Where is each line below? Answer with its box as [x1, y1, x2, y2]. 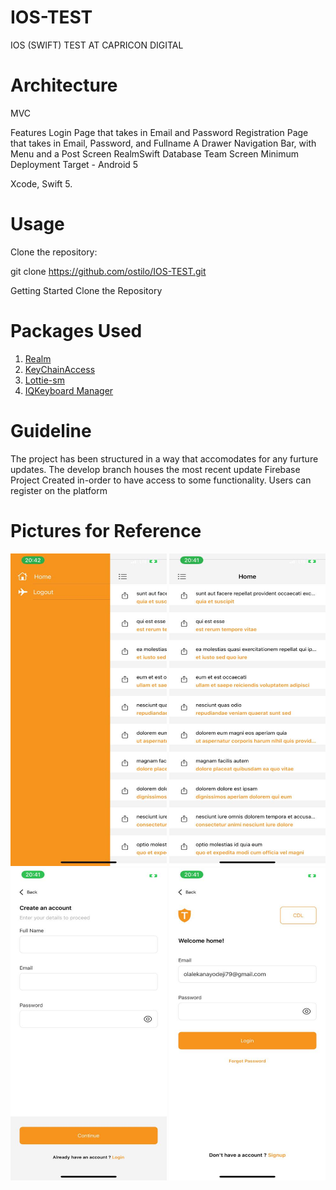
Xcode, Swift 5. [10, 177, 73, 190]
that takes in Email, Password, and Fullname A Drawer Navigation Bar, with [10, 137, 317, 149]
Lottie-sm [24, 374, 65, 386]
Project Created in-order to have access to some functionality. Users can [10, 474, 312, 486]
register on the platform [10, 484, 108, 496]
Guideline [10, 419, 92, 442]
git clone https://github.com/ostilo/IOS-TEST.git [10, 265, 207, 277]
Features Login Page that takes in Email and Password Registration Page [10, 126, 309, 138]
